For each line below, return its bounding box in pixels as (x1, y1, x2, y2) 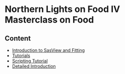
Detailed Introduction (12, 63, 56, 69)
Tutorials (12, 52, 31, 58)
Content (5, 34, 31, 42)
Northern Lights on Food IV (5, 3, 120, 15)
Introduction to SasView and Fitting (12, 47, 85, 53)
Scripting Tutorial (12, 58, 48, 63)
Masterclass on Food (5, 14, 94, 25)
